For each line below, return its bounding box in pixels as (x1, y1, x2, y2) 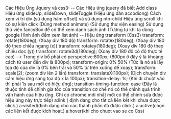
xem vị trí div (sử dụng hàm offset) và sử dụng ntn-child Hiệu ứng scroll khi (5, 16, 163, 21)
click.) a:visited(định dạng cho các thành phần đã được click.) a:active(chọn (5, 103, 165, 108)
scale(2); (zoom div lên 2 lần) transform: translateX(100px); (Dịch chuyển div (5, 70, 166, 76)
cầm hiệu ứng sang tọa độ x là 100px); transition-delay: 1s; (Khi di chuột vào (5, 76, 165, 81)
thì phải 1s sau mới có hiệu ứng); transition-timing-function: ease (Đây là (5, 81, 157, 87)
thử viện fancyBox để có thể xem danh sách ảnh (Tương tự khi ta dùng (5, 27, 153, 33)
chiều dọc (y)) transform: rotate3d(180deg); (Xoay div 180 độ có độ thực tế (5, 49, 163, 54)
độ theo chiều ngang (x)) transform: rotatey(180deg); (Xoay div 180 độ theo (5, 43, 164, 49)
